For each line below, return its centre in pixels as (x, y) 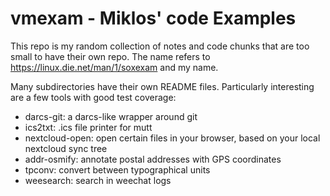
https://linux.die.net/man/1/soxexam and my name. (114, 67)
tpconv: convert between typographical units (117, 169)
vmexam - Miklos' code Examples (153, 18)
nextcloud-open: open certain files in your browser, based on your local (172, 138)
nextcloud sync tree (66, 148)
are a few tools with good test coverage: (93, 97)
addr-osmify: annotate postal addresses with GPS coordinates (153, 159)
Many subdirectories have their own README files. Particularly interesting (162, 86)
